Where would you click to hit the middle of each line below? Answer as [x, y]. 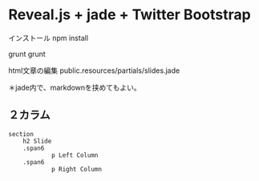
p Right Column [77, 169]
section [21, 134]
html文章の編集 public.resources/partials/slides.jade [94, 70]
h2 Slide [37, 141]
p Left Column [75, 155]
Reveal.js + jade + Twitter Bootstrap [129, 15]
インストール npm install [49, 38]
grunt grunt [27, 54]
